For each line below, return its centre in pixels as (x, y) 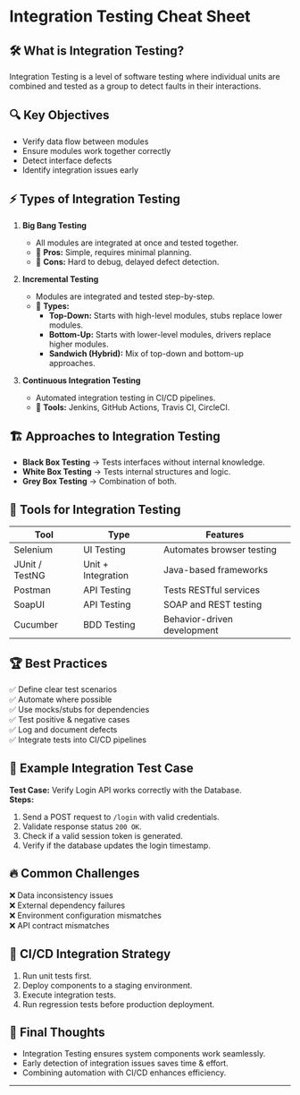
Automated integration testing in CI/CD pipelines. (125, 398)
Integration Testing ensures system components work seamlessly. (144, 1054)
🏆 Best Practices (58, 663)
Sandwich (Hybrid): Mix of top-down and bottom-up (146, 353)
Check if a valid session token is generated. (102, 835)
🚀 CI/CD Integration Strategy (90, 954)
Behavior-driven (199, 620)
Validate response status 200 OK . (82, 826)
